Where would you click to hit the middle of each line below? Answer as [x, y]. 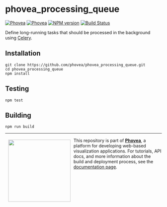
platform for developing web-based [110, 146]
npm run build [20, 127]
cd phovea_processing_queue [34, 69]
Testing [17, 89]
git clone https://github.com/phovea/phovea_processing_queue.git [75, 65]
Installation [23, 53]
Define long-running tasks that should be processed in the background [78, 32]
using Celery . [19, 38]
